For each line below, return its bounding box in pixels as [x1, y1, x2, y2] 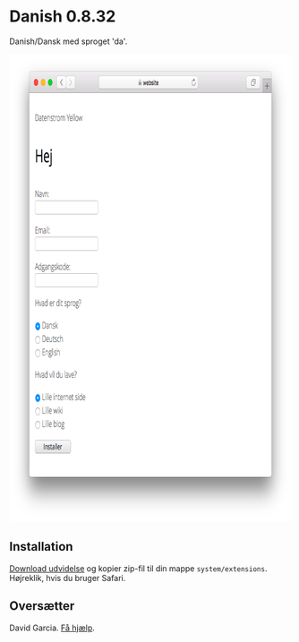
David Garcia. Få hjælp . [9, 622, 96, 633]
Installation [9, 539, 73, 554]
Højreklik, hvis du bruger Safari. [9, 572, 126, 583]
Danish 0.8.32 [9, 6, 116, 27]
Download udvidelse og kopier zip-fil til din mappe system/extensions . [9, 562, 268, 574]
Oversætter [9, 598, 75, 614]
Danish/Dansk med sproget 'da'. [9, 36, 128, 47]
